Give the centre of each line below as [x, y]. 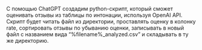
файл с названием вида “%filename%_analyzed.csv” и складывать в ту [97, 34]
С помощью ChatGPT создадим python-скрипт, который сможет [90, 9]
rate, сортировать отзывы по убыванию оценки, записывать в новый [95, 28]
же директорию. [28, 41]
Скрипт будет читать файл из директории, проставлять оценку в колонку [101, 21]
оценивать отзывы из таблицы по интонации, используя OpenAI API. [94, 15]
